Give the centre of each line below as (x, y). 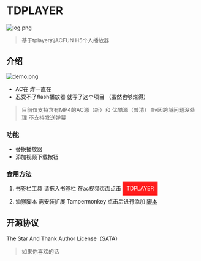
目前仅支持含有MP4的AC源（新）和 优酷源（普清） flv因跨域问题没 (105, 109)
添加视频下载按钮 (37, 157)
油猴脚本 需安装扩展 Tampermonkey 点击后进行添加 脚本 (86, 202)
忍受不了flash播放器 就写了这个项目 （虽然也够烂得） (82, 97)
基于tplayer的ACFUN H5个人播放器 (65, 40)
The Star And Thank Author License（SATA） (64, 238)
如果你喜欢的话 (40, 252)
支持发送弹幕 (50, 117)
